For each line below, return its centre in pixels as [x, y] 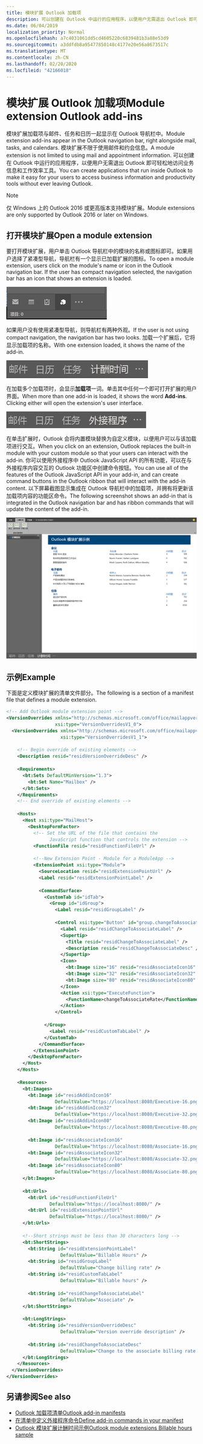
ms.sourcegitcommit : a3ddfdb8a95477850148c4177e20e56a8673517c [88, 45]
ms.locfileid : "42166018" [39, 70]
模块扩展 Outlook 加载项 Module [85, 103]
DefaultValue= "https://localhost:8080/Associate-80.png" [128, 1172]
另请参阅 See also [39, 1397]
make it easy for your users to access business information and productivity [101, 177]
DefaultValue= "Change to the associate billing [121, 1351]
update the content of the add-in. [48, 509]
